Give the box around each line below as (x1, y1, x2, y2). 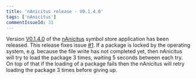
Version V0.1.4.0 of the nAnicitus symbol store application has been (6, 36, 169, 43)
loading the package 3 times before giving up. (6, 67, 117, 74)
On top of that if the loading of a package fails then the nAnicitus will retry (6, 60, 185, 67)
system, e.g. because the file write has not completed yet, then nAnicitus (6, 48, 183, 55)
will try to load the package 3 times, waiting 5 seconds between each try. (6, 54, 183, 61)
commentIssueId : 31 (6, 19, 54, 25)
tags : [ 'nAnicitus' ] (6, 14, 57, 20)
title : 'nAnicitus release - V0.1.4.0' (6, 8, 104, 15)
